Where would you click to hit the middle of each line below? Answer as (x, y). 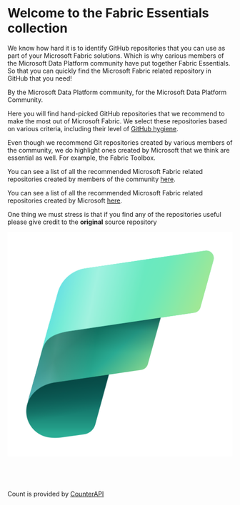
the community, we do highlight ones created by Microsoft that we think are (119, 150)
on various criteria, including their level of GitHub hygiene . (93, 128)
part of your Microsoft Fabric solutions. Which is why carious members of (116, 56)
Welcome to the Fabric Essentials (108, 13)
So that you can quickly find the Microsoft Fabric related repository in (110, 71)
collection (37, 28)
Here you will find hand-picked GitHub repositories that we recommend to (116, 113)
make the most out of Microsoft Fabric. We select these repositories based (117, 121)
